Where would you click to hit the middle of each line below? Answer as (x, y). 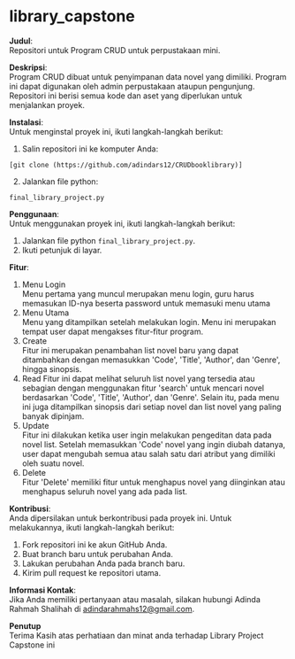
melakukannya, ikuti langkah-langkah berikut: (92, 527)
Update (35, 425)
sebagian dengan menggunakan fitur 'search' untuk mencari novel (143, 388)
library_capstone (72, 16)
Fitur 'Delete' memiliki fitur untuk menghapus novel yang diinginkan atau (153, 482)
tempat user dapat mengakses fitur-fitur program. (113, 331)
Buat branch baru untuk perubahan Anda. (98, 554)
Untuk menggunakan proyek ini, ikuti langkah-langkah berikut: (122, 223)
